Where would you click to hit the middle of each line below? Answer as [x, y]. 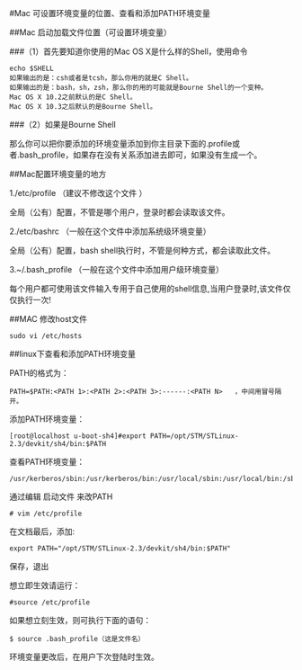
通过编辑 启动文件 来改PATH [61, 496]
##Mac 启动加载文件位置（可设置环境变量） [91, 32]
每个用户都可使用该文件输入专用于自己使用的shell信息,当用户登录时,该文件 [146, 289]
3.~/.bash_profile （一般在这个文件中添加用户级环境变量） [117, 269]
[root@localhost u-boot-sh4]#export [78, 436]
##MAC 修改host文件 [49, 319]
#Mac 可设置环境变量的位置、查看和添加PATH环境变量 [110, 13]
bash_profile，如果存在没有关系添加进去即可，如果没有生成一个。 [141, 155]
